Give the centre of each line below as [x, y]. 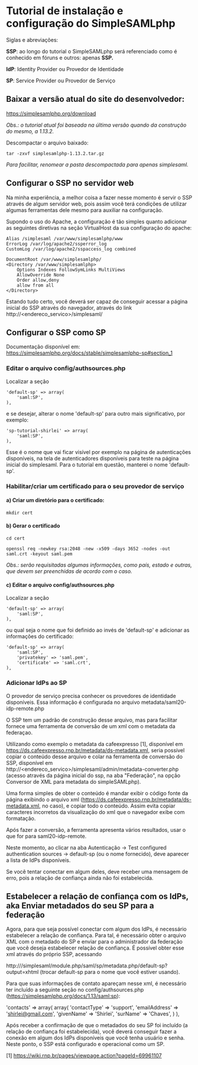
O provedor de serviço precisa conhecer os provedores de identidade [91, 696]
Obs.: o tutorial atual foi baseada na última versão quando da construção [96, 125]
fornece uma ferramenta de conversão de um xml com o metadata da [91, 726]
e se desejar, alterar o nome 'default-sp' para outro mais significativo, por [96, 413]
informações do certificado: [40, 636]
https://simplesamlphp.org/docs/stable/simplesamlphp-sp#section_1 [90, 353]
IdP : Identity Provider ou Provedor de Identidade [65, 69]
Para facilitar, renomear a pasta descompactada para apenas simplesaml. [97, 165]
